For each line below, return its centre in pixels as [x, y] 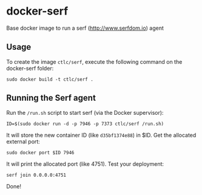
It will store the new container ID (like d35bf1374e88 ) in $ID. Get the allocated [101, 135]
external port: [23, 142]
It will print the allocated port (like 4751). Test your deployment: [85, 164]
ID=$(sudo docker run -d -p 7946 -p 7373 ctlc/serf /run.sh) [85, 124]
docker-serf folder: [30, 68]
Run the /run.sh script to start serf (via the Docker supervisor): [85, 112]
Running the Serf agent [51, 98]
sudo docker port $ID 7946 [40, 152]
